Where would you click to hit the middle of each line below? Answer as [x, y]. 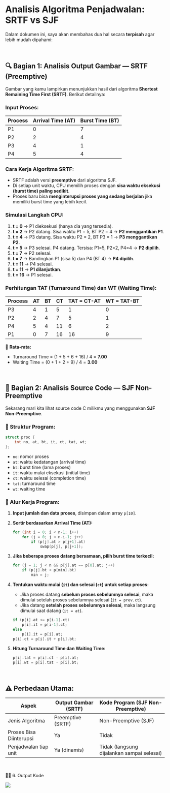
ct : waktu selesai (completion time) [49, 478]
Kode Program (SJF [123, 703]
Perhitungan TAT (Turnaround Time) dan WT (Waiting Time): [81, 288]
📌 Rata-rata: [18, 347]
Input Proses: [22, 107]
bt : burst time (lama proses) [41, 467]
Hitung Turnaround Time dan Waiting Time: [59, 649]
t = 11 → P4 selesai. [33, 264]
